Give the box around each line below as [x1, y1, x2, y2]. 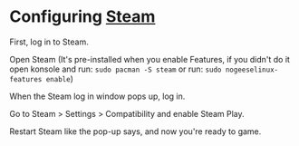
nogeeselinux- [225, 65, 279, 74]
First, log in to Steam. [9, 36, 89, 47]
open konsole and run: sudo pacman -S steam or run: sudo [9, 63, 222, 74]
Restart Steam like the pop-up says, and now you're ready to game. [9, 125, 262, 137]
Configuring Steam [9, 6, 156, 27]
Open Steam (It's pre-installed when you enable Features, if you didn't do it [9, 54, 290, 64]
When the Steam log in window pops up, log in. [9, 91, 186, 102]
